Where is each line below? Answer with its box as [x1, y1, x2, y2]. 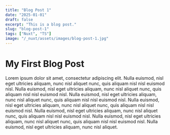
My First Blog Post [5, 58, 84, 70]
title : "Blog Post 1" [5, 7, 52, 13]
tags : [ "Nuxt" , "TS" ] [5, 31, 52, 36]
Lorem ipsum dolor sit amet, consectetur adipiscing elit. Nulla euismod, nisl [5, 75, 164, 81]
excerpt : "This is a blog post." [5, 21, 77, 27]
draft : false [5, 17, 33, 22]
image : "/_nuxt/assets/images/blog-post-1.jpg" [5, 36, 109, 41]
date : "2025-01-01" [5, 12, 47, 17]
